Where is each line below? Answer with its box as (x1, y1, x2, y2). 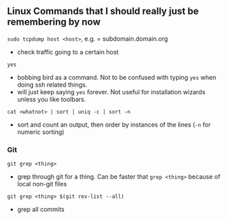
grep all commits (17, 206, 65, 214)
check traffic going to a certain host (17, 47, 119, 56)
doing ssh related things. (17, 80, 88, 89)
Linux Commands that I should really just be (7, 5, 199, 17)
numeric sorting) (17, 127, 65, 136)
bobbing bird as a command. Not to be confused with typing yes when (17, 73, 217, 81)
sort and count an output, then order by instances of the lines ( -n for (17, 120, 211, 129)
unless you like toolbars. (17, 95, 86, 103)
